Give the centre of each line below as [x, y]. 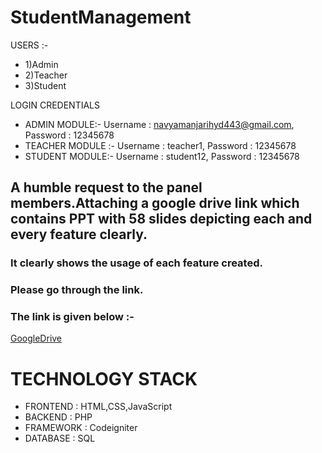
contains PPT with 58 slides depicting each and [161, 219]
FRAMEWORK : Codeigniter [81, 428]
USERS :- [29, 45]
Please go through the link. [77, 290]
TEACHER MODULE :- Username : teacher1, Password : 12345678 [160, 145]
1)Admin [41, 64]
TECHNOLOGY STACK [104, 378]
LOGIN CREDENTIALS [55, 105]
